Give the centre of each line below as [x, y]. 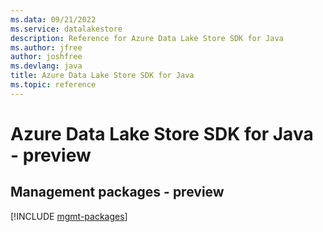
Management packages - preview [117, 192]
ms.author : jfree [46, 47]
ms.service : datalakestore [66, 29]
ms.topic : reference [53, 85]
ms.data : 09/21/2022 [53, 19]
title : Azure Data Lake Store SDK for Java [102, 76]
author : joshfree [46, 57]
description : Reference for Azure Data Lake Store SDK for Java [147, 38]
